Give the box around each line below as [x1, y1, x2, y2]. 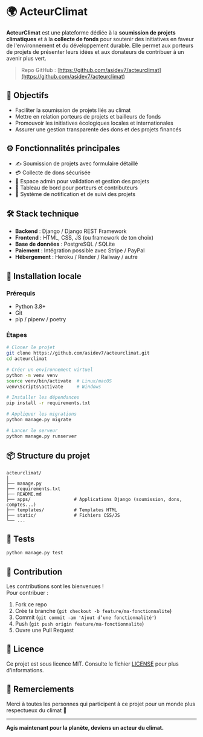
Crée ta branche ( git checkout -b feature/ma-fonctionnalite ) [14, 608, 172, 615]
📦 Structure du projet [6, 451, 91, 461]
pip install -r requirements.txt [6, 400, 91, 406]
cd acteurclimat [6, 356, 47, 362]
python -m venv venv [6, 372, 59, 378]
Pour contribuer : [6, 589, 49, 597]
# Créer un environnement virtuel [6, 367, 94, 373]
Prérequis [6, 289, 36, 297]
